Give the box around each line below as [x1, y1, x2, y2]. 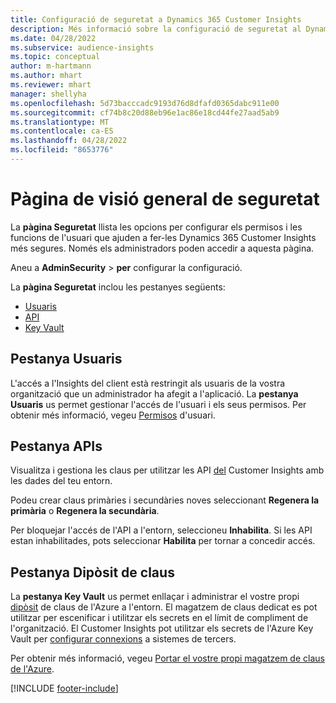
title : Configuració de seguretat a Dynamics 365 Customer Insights [10, 14, 302, 25]
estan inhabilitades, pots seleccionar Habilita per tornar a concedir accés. [10, 535, 316, 547]
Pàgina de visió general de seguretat [10, 188, 320, 211]
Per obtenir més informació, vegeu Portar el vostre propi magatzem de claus [10, 652, 325, 665]
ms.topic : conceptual [10, 52, 101, 62]
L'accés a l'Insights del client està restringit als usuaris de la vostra [10, 377, 286, 389]
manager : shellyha [10, 89, 87, 99]
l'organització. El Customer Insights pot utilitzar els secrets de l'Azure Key [10, 622, 314, 635]
